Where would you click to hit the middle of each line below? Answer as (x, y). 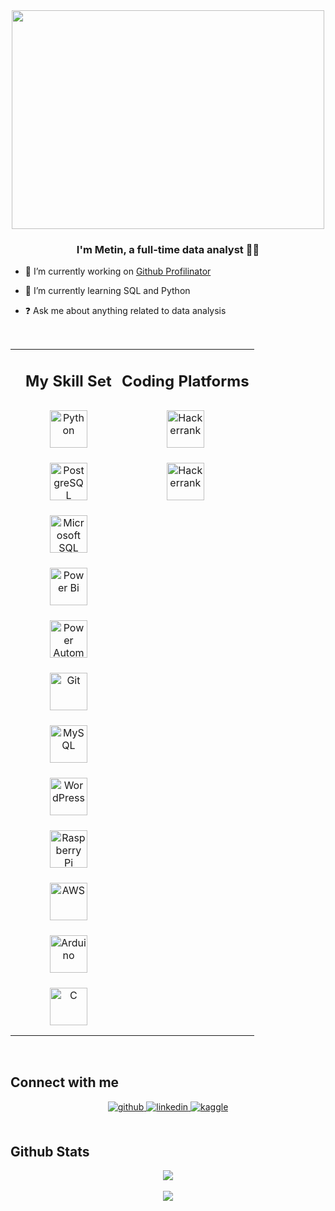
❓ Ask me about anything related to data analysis (125, 311)
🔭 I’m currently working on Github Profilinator (118, 271)
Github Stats (50, 1152)
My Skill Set (68, 381)
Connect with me (65, 1082)
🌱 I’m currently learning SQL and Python (107, 291)
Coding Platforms (185, 381)
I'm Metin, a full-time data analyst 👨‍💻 (168, 249)
